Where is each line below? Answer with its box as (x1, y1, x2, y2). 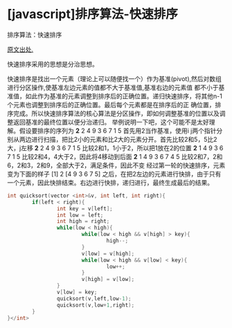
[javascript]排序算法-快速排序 (7, 6, 178, 22)
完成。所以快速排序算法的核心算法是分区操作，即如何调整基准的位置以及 (12, 109, 220, 118)
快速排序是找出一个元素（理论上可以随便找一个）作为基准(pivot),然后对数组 (7, 74, 222, 83)
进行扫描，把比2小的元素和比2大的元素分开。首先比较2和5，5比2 (30, 135, 217, 143)
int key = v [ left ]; (56, 205, 113, 212)
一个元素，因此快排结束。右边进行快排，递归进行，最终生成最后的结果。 (7, 178, 213, 187)
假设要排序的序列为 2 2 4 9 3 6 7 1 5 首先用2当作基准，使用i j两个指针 (19, 126, 217, 135)
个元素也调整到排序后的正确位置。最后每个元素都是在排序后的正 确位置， (7, 100, 215, 109)
